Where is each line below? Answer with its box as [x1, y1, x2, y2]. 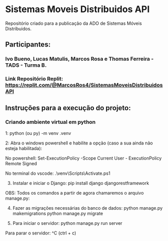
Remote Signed [5, 160, 37, 166]
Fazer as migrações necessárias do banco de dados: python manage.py [12, 205, 163, 211]
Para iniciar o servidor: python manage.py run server [12, 220, 123, 226]
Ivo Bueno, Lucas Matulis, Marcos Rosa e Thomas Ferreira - [5, 56, 154, 63]
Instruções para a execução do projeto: [5, 104, 131, 112]
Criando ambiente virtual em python [5, 119, 96, 126]
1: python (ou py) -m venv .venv [5, 130, 72, 136]
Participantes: [5, 40, 51, 49]
